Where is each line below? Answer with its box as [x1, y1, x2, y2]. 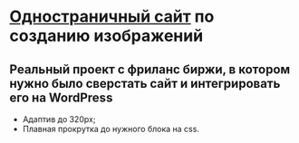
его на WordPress [9, 90, 113, 105]
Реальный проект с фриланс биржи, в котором [9, 62, 291, 77]
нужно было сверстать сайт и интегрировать [9, 75, 281, 91]
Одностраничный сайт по [9, 6, 215, 27]
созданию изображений [9, 25, 204, 46]
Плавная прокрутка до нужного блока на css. [22, 124, 199, 134]
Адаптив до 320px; [22, 114, 96, 124]
